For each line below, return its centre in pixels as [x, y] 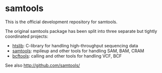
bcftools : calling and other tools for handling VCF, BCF [67, 56]
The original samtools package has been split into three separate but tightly [81, 31]
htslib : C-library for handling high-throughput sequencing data [75, 45]
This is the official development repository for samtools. [61, 22]
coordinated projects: [27, 36]
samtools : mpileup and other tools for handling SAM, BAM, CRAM [78, 51]
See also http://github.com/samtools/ [43, 65]
